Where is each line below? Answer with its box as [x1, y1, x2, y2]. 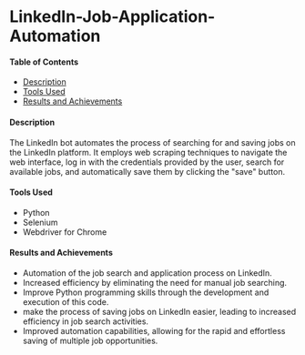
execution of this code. [22, 297, 109, 307]
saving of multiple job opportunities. [22, 335, 158, 346]
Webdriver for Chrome [22, 226, 107, 238]
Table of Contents [9, 56, 79, 67]
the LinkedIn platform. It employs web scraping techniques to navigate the [9, 147, 288, 157]
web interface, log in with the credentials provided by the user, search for [9, 157, 285, 167]
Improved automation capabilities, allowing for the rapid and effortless [22, 326, 286, 336]
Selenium [22, 217, 58, 228]
